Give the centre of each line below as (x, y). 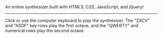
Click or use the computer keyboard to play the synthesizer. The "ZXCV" (77, 20)
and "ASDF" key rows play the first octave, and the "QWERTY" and (72, 25)
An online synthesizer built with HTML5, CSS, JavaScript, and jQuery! (74, 7)
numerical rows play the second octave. (45, 31)
